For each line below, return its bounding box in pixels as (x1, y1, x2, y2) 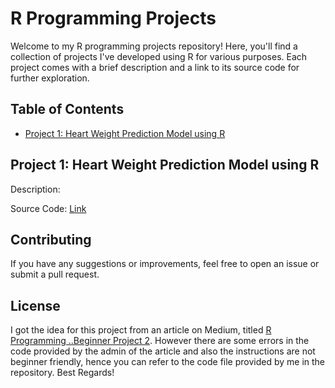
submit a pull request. (10, 268, 100, 281)
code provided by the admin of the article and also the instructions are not (10, 345, 316, 357)
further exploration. (10, 72, 90, 84)
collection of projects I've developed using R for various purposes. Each (10, 50, 308, 62)
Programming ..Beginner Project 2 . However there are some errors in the (10, 335, 310, 347)
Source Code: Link (10, 202, 87, 214)
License (10, 297, 61, 314)
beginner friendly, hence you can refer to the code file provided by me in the (10, 356, 326, 368)
